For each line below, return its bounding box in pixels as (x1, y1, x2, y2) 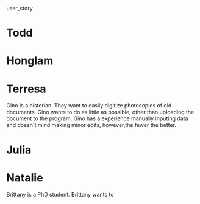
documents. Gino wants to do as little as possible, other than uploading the (6, 109, 195, 116)
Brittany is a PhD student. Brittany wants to (6, 191, 114, 199)
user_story (6, 5, 34, 12)
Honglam (6, 54, 54, 68)
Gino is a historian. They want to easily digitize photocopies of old (6, 102, 172, 109)
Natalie (6, 170, 44, 184)
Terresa (6, 82, 47, 96)
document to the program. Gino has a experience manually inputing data (6, 115, 188, 122)
